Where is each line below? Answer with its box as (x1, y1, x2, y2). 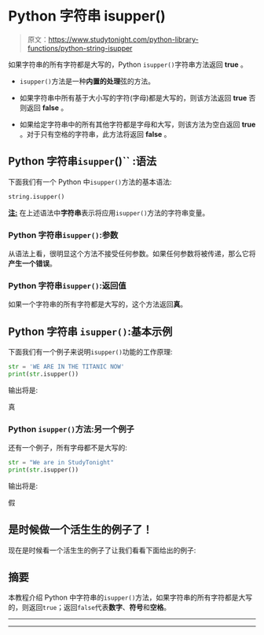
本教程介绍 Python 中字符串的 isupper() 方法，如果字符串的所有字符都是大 (8, 593, 246, 602)
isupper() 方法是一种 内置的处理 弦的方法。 (19, 76, 156, 86)
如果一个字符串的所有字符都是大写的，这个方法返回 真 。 (8, 299, 187, 309)
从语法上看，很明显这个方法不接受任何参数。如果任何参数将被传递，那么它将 (8, 248, 256, 258)
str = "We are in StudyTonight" (8, 459, 114, 467)
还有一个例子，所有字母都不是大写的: (8, 443, 128, 453)
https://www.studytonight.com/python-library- (48, 35, 199, 44)
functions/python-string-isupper (27, 43, 133, 53)
